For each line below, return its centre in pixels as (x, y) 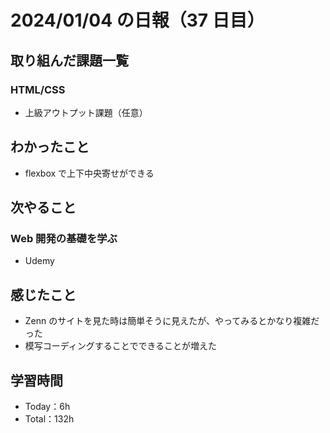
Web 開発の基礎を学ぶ (64, 238)
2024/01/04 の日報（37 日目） (137, 20)
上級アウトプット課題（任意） (86, 112)
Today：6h (47, 406)
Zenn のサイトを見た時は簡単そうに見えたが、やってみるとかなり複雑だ (172, 321)
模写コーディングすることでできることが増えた (121, 346)
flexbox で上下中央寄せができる (89, 173)
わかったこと (50, 147)
